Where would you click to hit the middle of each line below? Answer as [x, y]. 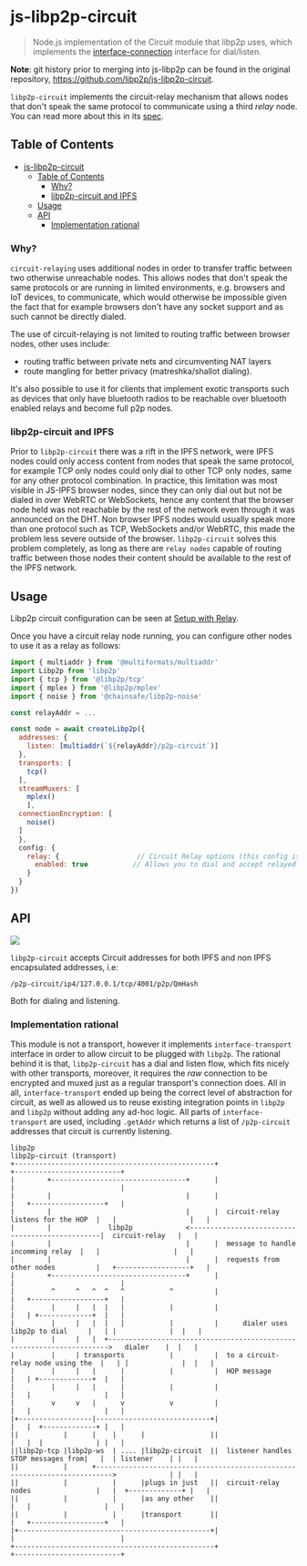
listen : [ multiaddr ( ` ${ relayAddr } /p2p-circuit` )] [123, 746]
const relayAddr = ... [53, 712]
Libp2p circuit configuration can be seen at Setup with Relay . [125, 619]
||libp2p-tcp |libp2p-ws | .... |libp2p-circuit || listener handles [151, 1451]
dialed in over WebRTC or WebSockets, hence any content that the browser [152, 500]
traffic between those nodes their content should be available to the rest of [151, 558]
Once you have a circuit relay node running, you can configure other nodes [151, 636]
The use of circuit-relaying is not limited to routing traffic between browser [150, 334]
